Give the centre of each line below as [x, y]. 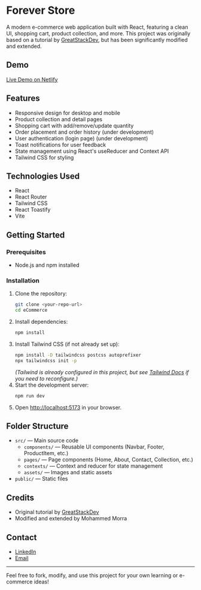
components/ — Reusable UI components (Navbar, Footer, [94, 447]
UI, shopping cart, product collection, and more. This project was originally [98, 33]
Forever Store [41, 10]
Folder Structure [37, 426]
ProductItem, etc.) [46, 453]
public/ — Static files [41, 479]
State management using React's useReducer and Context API [92, 151]
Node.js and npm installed [47, 265]
